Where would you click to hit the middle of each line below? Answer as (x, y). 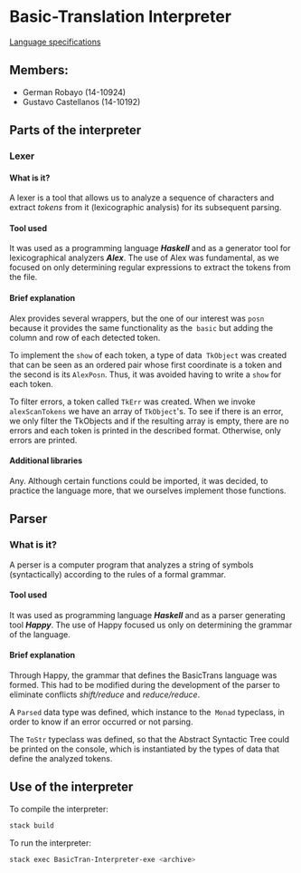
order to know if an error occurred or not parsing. (101, 722)
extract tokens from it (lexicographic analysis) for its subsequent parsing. (146, 208)
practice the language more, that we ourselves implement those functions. (148, 490)
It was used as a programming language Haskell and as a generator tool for (150, 248)
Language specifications (55, 42)
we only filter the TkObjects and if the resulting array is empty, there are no (149, 421)
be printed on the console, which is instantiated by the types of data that (145, 749)
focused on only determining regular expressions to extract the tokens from (150, 267)
